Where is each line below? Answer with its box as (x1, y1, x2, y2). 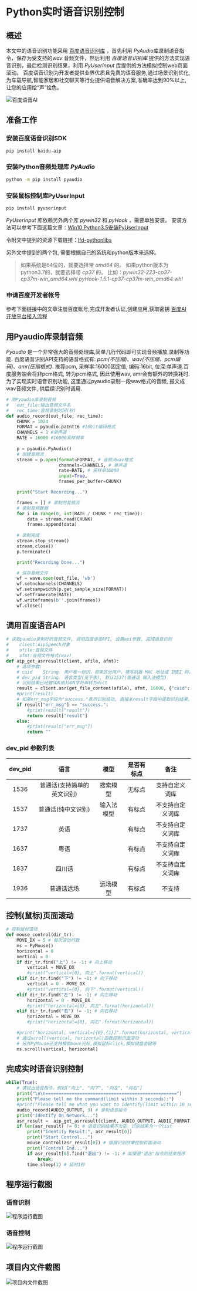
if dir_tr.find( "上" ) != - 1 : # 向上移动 (16, 959, 113, 965)
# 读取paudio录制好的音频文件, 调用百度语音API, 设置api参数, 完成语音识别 (6, 636, 172, 643)
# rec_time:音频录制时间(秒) (6, 407, 76, 414)
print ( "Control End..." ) (27, 1145, 88, 1151)
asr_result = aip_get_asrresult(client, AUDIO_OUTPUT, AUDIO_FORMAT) (16, 1118, 193, 1124)
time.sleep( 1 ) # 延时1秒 (27, 1161, 85, 1168)
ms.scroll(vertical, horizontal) (16, 1046, 98, 1052)
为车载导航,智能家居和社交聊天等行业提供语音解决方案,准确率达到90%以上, (6, 77, 186, 83)
